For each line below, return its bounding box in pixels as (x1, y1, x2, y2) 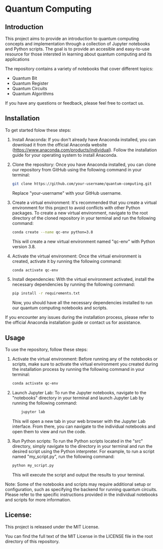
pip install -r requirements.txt (12, 291, 80, 296)
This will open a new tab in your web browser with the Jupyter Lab (12, 418, 146, 424)
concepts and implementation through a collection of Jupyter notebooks (5, 41, 150, 47)
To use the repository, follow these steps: (5, 347, 88, 352)
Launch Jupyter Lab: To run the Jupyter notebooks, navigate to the (12, 390, 147, 395)
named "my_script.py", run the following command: (12, 454, 115, 459)
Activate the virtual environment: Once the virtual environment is (12, 253, 142, 259)
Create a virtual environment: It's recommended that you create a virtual (12, 200, 157, 205)
